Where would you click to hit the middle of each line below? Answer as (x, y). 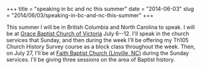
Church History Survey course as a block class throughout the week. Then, (101, 46)
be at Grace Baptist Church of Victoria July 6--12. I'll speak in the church (98, 34)
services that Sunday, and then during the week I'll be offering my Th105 (97, 40)
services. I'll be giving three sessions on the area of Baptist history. (91, 60)
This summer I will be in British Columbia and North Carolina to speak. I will (101, 27)
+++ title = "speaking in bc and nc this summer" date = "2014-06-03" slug (100, 9)
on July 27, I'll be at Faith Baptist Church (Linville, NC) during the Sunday (98, 53)
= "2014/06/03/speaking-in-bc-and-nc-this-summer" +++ (80, 15)
